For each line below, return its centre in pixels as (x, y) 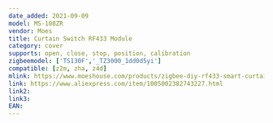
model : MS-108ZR (36, 23)
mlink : (19, 76)
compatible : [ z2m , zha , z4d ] (58, 69)
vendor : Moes (30, 31)
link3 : (19, 99)
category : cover (36, 46)
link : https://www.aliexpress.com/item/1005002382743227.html (116, 83)
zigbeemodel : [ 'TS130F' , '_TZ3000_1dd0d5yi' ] (85, 61)
